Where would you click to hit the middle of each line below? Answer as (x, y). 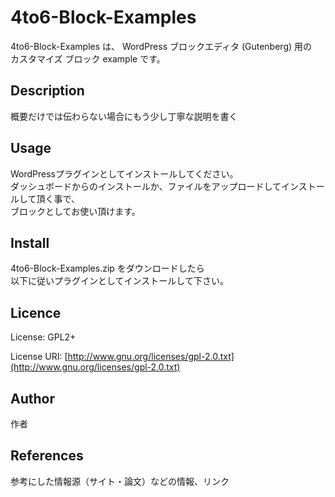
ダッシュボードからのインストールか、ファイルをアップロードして (146, 186)
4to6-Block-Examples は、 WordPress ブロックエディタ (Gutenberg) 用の (161, 46)
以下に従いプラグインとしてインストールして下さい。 (119, 281)
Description (47, 91)
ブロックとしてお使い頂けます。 (75, 211)
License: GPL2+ (43, 337)
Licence (36, 312)
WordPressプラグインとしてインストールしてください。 (124, 173)
